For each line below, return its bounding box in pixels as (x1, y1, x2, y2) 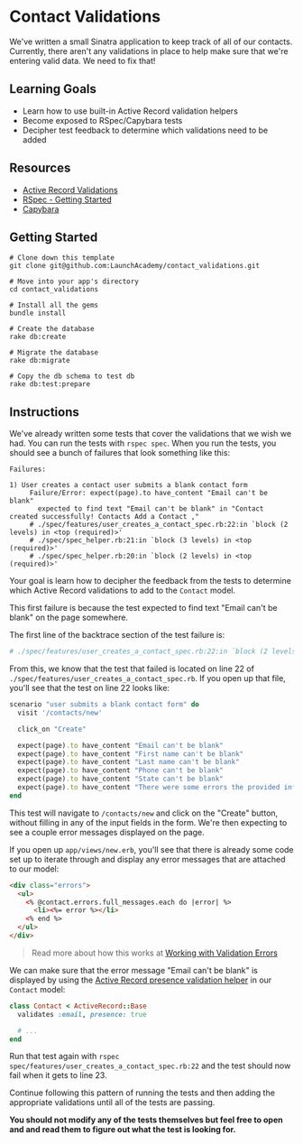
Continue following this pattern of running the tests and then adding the (9, 1087, 275, 1098)
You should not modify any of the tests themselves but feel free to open (9, 1114, 283, 1125)
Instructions (9, 404, 79, 420)
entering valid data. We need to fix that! (9, 55, 156, 66)
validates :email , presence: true (17, 1010, 147, 1019)
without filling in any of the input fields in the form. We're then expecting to (9, 816, 288, 827)
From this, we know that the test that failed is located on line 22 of (9, 663, 255, 674)
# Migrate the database (9, 348, 99, 357)
